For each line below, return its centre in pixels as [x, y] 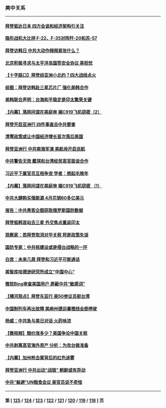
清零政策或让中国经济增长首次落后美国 [44, 136]
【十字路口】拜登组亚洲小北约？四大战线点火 [51, 75]
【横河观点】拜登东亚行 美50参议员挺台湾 [47, 296]
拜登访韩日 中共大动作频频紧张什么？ [42, 51]
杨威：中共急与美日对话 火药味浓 [38, 321]
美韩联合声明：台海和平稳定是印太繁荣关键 [48, 100]
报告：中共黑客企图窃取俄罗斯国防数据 [44, 210]
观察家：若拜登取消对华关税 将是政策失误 [47, 235]
